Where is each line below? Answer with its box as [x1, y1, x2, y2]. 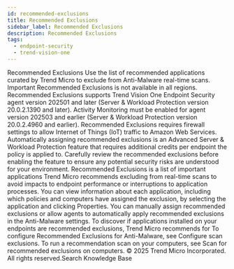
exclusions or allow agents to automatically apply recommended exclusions [7, 209, 225, 217]
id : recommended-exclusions [7, 10, 89, 17]
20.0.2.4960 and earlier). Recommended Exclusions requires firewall [7, 120, 205, 129]
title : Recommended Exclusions [7, 17, 98, 24]
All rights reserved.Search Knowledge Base [7, 254, 133, 262]
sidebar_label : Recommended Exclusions [7, 23, 124, 30]
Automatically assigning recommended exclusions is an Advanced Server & [7, 135, 225, 143]
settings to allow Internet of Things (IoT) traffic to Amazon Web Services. [7, 127, 217, 136]
